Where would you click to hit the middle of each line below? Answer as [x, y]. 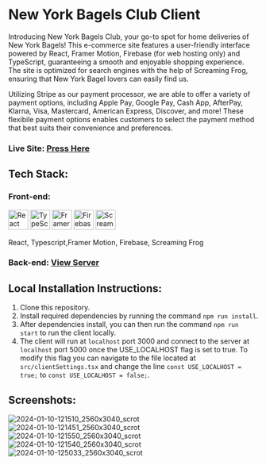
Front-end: [29, 197]
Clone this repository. [55, 308]
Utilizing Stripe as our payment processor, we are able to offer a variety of [129, 94]
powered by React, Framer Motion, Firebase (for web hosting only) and [124, 53]
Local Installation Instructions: [85, 288]
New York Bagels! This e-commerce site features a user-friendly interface [129, 44]
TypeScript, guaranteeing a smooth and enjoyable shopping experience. [126, 62]
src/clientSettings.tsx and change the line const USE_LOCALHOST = [131, 367]
